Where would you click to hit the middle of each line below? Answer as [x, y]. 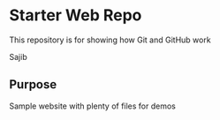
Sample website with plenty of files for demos [93, 106]
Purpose [33, 85]
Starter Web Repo [76, 15]
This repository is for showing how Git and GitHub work [110, 40]
